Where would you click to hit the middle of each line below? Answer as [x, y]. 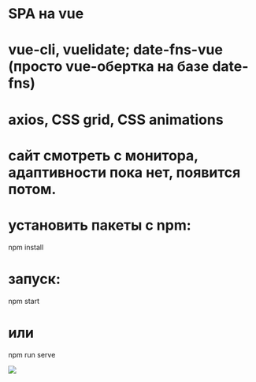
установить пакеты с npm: [100, 225]
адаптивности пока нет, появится [124, 172]
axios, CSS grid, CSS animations [116, 120]
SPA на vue [46, 14]
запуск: [34, 279]
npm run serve [32, 354]
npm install [26, 247]
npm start [24, 301]
